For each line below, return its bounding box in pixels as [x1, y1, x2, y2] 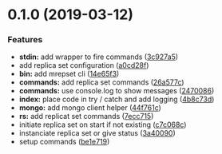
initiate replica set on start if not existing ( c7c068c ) [18, 120, 187, 129]
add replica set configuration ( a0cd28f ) [18, 61, 149, 70]
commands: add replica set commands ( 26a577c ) [18, 77, 184, 87]
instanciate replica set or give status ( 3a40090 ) [18, 128, 176, 138]
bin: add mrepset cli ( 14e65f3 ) [18, 69, 120, 79]
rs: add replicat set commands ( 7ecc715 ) [18, 112, 154, 121]
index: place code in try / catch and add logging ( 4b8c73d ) [18, 94, 215, 105]
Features [7, 34, 43, 45]
